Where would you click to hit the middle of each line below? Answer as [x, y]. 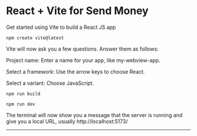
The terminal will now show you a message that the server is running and [94, 115]
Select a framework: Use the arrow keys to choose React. [76, 71]
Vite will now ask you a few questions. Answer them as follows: [82, 49]
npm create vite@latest [35, 38]
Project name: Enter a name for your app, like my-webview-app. [83, 60]
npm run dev [21, 104]
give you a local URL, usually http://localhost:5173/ [67, 121]
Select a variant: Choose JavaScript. [50, 83]
